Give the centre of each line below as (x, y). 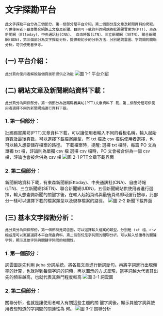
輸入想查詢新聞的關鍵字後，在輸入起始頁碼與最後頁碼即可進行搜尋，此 (83, 195)
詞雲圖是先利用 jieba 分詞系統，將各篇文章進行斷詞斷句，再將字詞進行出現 (79, 265)
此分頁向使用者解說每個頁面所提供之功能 (39, 74)
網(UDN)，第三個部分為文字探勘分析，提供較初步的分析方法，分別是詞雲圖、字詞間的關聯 (81, 39)
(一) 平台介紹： (27, 61)
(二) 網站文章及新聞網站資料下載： (56, 91)
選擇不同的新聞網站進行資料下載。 (41, 108)
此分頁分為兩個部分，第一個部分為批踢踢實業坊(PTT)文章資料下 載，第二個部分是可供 (78, 103)
